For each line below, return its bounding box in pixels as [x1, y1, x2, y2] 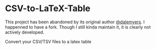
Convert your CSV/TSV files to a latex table [5, 38, 92, 44]
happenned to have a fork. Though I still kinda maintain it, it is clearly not [5, 24, 151, 30]
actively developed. [5, 29, 45, 35]
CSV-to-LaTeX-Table [5, 3, 91, 14]
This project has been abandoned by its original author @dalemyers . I [5, 19, 145, 25]
